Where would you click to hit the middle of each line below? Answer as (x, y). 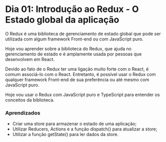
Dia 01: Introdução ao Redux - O (72, 9)
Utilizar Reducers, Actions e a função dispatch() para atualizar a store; (85, 129)
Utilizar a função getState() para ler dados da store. (65, 134)
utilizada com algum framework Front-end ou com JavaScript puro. (74, 39)
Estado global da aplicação (62, 20)
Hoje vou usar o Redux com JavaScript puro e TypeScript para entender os (82, 94)
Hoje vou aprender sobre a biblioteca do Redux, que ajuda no (68, 48)
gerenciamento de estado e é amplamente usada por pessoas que (73, 54)
